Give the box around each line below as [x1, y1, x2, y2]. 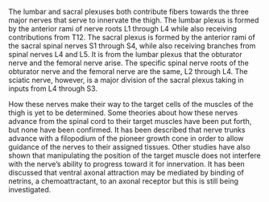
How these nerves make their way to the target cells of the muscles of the [8, 100, 254, 109]
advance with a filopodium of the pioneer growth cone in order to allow [8, 134, 244, 143]
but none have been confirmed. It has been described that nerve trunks [8, 125, 246, 134]
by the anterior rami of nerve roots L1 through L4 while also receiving [8, 24, 238, 33]
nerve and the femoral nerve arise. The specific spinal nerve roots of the [8, 58, 250, 68]
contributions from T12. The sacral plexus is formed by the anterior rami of [8, 32, 255, 42]
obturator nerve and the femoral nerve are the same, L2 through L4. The [8, 67, 248, 76]
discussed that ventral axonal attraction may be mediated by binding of [8, 168, 244, 177]
